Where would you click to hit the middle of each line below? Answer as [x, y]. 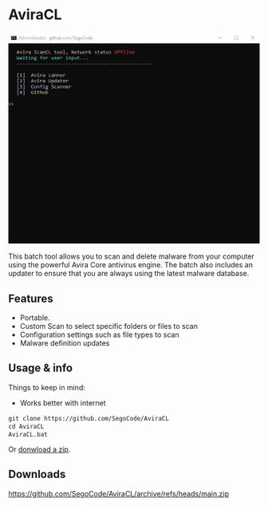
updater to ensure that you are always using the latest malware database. [129, 274]
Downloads [37, 474]
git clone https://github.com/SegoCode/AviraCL [89, 418]
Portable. [35, 318]
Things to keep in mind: [47, 387]
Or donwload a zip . [39, 449]
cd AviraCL [26, 426]
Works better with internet [63, 403]
